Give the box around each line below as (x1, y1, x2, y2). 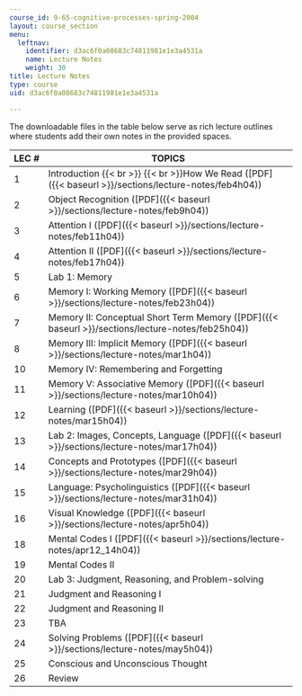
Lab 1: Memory (48, 271, 113, 283)
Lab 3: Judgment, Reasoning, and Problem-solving (48, 573, 264, 585)
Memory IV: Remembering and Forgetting (48, 362, 223, 375)
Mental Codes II (48, 558, 115, 571)
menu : (9, 30, 30, 39)
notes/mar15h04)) (48, 415, 128, 427)
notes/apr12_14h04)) (48, 543, 141, 556)
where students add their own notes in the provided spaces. (9, 130, 232, 141)
